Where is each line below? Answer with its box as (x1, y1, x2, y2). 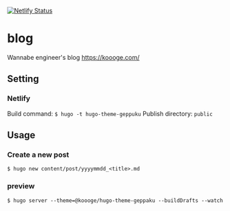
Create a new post (7, 150, 70, 159)
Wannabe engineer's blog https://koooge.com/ (7, 53, 140, 61)
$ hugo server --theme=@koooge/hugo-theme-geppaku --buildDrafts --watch (7, 197, 224, 204)
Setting (7, 73, 39, 85)
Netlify (7, 93, 31, 103)
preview (7, 181, 35, 191)
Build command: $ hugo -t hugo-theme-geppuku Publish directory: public (7, 109, 213, 118)
